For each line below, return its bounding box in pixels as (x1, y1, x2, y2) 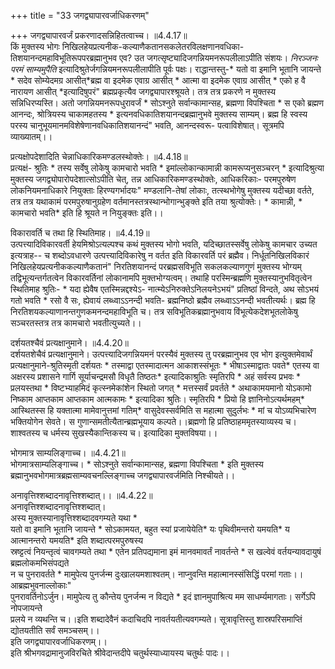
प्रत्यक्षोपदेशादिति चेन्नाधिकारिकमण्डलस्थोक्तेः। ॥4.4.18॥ (10, 151, 188, 162)
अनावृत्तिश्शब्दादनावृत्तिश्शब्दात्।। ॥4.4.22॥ (10, 490, 153, 501)
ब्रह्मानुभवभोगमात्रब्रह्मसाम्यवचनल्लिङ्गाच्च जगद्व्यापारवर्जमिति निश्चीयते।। (10, 470, 236, 481)
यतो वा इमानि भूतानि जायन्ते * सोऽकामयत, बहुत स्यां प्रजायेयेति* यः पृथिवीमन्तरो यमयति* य (10, 523, 290, 535)
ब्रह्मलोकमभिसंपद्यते (10, 557, 70, 569)
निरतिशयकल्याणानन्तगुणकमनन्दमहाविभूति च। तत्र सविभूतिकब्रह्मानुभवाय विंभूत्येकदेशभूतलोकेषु (10, 306, 298, 317)
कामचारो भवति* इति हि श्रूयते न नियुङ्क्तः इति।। (10, 207, 164, 219)
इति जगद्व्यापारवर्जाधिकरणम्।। (10, 636, 108, 647)
